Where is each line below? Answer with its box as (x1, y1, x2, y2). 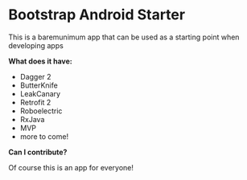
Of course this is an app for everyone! (8, 162, 134, 172)
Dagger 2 (19, 72, 51, 81)
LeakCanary (19, 88, 61, 98)
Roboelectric (19, 106, 63, 116)
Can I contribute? (8, 147, 68, 157)
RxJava (19, 114, 45, 124)
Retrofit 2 (19, 97, 51, 107)
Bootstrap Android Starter (8, 6, 186, 24)
